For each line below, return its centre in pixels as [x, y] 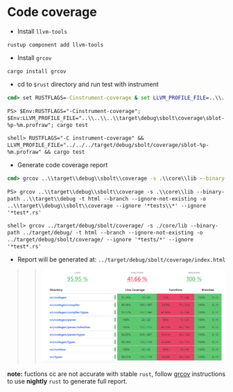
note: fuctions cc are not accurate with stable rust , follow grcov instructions [116, 374]
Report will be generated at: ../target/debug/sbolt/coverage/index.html [121, 259]
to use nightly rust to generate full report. [67, 382]
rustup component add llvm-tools [55, 45]
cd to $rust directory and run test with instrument [88, 84]
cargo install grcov [37, 71]
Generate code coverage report [62, 164]
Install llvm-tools [42, 31]
